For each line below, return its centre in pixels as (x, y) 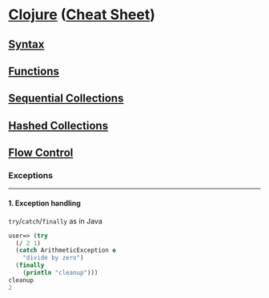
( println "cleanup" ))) (60, 273)
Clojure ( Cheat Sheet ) (82, 15)
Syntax (26, 44)
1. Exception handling (45, 203)
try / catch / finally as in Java (55, 221)
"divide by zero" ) (53, 258)
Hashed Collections (58, 125)
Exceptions (31, 176)
